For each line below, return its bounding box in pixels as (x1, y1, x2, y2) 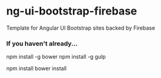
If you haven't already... (6, 39, 78, 48)
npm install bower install (6, 65, 67, 72)
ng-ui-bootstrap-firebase (6, 4, 137, 18)
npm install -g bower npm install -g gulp (6, 53, 106, 60)
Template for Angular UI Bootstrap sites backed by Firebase (6, 24, 156, 31)
